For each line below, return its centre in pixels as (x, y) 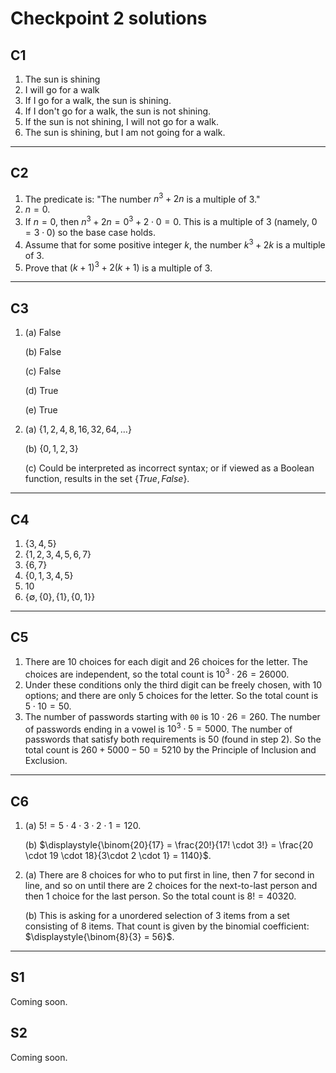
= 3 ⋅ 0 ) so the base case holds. (90, 233)
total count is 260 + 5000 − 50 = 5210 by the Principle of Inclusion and (170, 750)
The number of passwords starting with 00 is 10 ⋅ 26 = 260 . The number (172, 716)
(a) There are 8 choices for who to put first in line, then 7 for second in (169, 875)
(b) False (43, 352)
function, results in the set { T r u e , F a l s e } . (107, 479)
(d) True (41, 391)
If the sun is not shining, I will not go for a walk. (121, 121)
